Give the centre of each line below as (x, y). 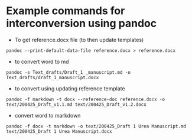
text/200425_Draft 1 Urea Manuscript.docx (59, 131)
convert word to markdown (48, 115)
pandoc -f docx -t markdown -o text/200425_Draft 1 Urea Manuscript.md (96, 126)
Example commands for (66, 11)
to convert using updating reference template (70, 88)
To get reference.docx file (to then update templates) (79, 40)
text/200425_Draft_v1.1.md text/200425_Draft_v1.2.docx (76, 105)
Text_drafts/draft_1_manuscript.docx (53, 77)
